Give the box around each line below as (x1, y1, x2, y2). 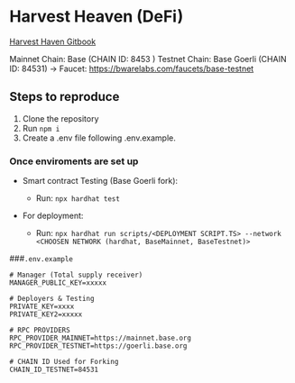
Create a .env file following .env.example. (22, 132, 176, 143)
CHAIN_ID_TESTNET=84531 (9, 365, 99, 375)
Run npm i (22, 123, 60, 133)
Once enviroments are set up (9, 155, 139, 168)
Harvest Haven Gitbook (9, 36, 97, 47)
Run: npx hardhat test (35, 193, 120, 204)
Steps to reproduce (9, 89, 120, 105)
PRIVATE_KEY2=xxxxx (9, 310, 83, 319)
